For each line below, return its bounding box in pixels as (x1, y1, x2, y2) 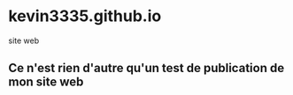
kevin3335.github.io (8, 6, 162, 26)
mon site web (8, 75, 84, 90)
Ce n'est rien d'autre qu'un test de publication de (8, 61, 285, 76)
